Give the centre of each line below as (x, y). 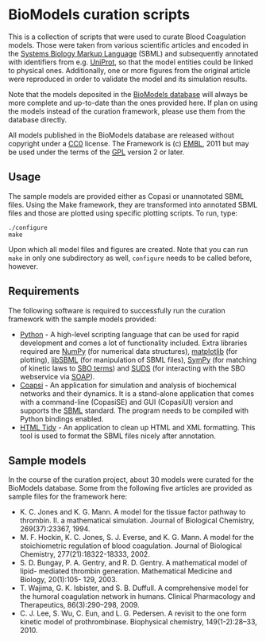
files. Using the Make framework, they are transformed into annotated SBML (133, 204)
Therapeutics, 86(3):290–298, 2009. (80, 605)
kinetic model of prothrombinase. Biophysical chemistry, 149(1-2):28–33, (139, 622)
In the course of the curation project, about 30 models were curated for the (131, 480)
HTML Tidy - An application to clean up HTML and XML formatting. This (137, 427)
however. (23, 266)
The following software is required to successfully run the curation (117, 310)
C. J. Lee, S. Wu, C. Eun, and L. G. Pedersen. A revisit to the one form (133, 613)
